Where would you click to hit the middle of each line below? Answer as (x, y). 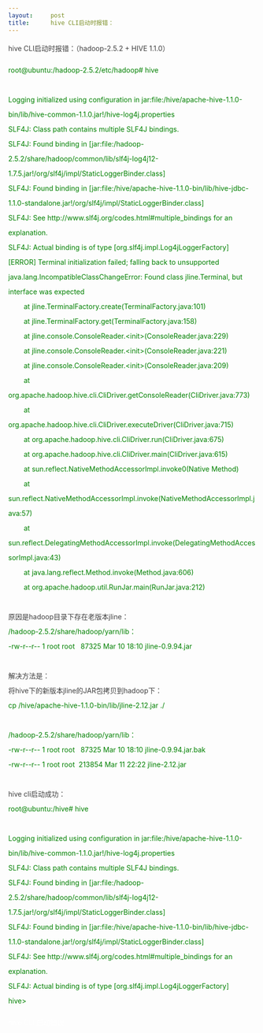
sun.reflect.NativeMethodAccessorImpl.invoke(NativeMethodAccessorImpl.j (131, 498)
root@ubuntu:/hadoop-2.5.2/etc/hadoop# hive (83, 70)
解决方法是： (29, 675)
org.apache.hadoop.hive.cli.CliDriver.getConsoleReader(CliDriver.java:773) (129, 395)
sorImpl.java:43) (35, 557)
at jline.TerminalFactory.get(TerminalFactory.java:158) (110, 321)
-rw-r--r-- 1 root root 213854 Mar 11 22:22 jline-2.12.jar (97, 764)
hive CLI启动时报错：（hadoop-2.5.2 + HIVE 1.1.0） (89, 48)
